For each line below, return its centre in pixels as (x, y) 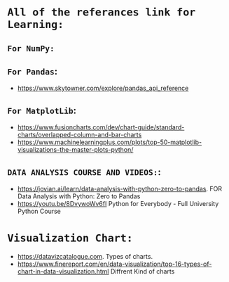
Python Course (39, 211)
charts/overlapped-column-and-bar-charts (79, 135)
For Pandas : (33, 71)
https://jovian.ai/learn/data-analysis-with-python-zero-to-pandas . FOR (120, 189)
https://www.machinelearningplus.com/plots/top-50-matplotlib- (109, 142)
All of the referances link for (102, 12)
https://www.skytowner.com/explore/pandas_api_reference (103, 88)
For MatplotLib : (42, 110)
